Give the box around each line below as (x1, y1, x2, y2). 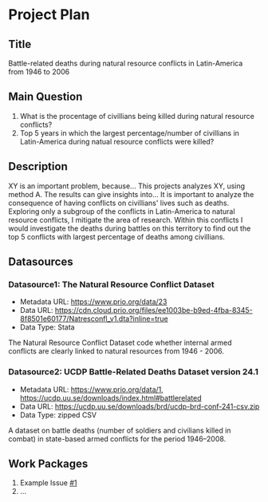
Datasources (8, 255, 73, 269)
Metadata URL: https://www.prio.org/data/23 (19, 297, 167, 306)
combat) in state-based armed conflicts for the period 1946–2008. (8, 433, 227, 444)
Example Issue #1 (19, 478, 77, 488)
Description (8, 160, 68, 173)
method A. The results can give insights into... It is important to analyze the (8, 189, 254, 199)
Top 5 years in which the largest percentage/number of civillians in (19, 128, 239, 137)
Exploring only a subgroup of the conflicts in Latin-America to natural (8, 206, 235, 216)
